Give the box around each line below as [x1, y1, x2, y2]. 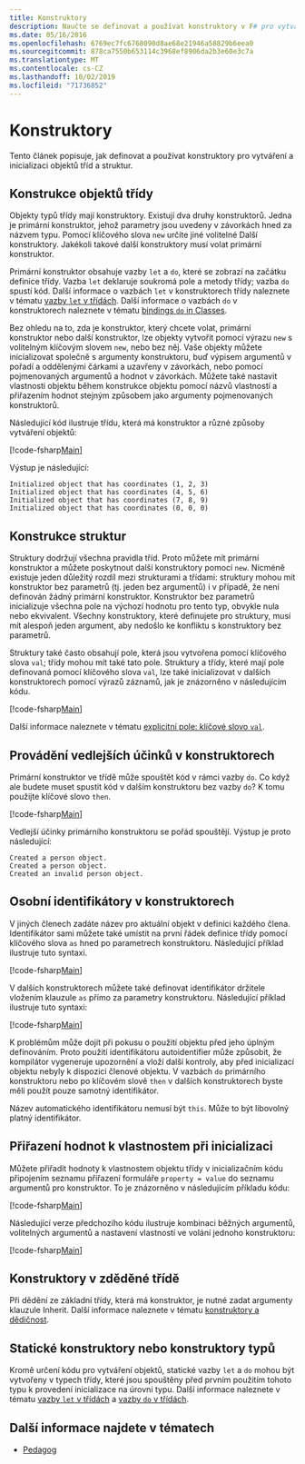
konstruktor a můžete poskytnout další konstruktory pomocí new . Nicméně [9, 563, 286, 573]
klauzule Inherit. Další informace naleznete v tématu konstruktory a [9, 1305, 260, 1316]
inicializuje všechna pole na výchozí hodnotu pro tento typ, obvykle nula [9, 601, 280, 612]
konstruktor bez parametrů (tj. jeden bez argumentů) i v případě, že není [9, 582, 280, 593]
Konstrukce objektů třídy [9, 185, 154, 201]
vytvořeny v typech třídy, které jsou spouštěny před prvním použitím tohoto [9, 1374, 292, 1386]
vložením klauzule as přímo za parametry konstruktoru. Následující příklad [9, 991, 286, 1002]
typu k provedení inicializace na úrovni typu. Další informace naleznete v [9, 1384, 280, 1395]
